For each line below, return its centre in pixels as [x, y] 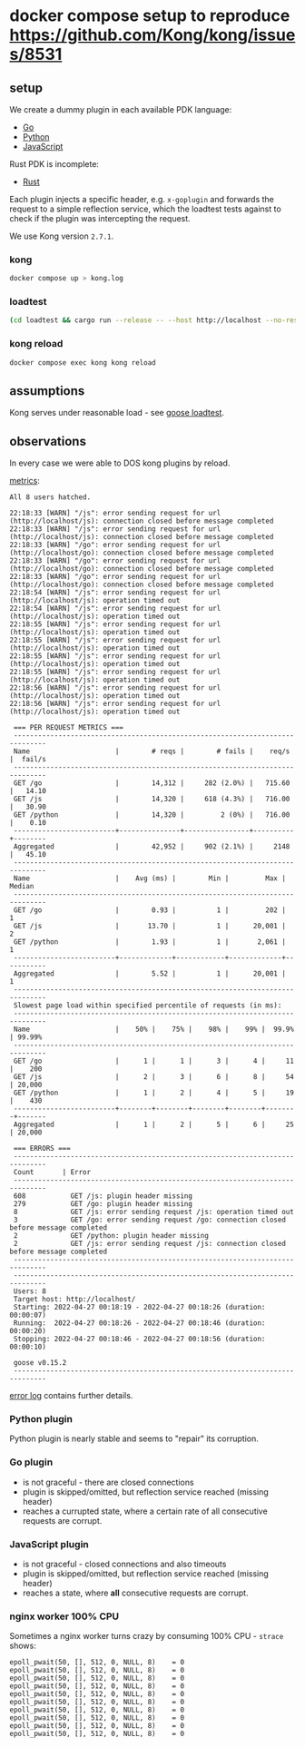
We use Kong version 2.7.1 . [62, 236]
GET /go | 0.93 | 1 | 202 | [149, 910]
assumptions [47, 391]
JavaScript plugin [49, 1544]
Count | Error [52, 1173]
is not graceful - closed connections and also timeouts [124, 1564]
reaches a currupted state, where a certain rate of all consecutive [145, 1511]
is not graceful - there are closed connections [108, 1482]
